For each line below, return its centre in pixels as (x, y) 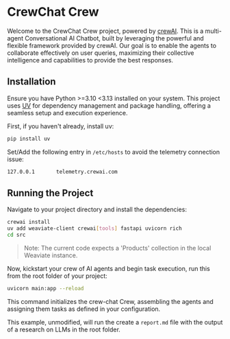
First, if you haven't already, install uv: (61, 126)
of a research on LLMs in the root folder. (64, 329)
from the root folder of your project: (57, 276)
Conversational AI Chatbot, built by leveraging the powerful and (114, 38)
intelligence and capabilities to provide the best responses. (90, 60)
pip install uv (29, 139)
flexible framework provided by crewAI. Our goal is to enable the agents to (112, 45)
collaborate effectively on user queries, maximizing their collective (101, 53)
